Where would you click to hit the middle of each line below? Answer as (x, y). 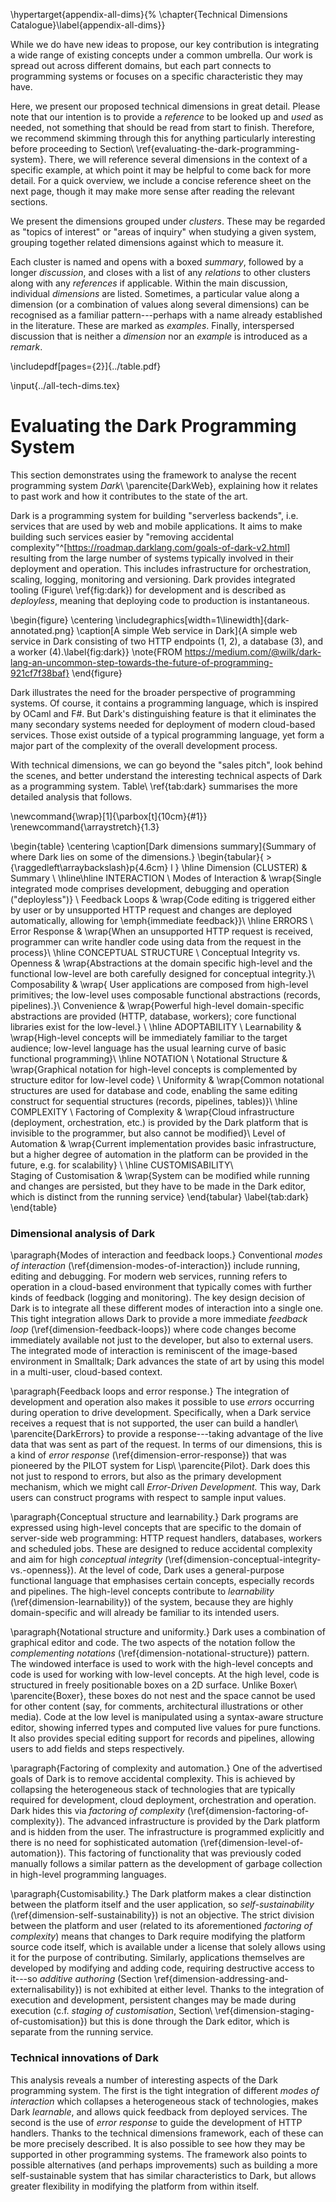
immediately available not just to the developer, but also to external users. (162, 1340)
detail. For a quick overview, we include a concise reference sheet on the (161, 180)
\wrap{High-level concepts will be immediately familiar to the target (149, 1037)
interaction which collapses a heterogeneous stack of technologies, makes (164, 2101)
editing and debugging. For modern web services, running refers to (149, 1276)
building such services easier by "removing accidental (122, 536)
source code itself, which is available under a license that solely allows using (168, 1947)
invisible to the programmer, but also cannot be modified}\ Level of (148, 1133)
